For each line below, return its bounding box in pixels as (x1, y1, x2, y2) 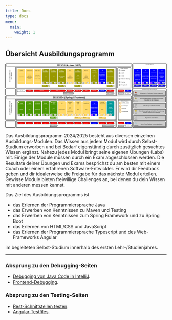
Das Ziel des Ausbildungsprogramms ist (5, 191, 90, 197)
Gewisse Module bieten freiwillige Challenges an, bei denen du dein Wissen (5, 176, 165, 182)
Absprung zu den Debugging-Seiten (5, 262, 97, 269)
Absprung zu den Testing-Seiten (5, 291, 89, 298)
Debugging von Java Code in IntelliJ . (12, 273, 91, 279)
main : (10, 25, 22, 30)
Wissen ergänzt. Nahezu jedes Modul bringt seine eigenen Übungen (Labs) (5, 149, 164, 155)
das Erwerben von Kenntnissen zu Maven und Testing (12, 207, 126, 213)
